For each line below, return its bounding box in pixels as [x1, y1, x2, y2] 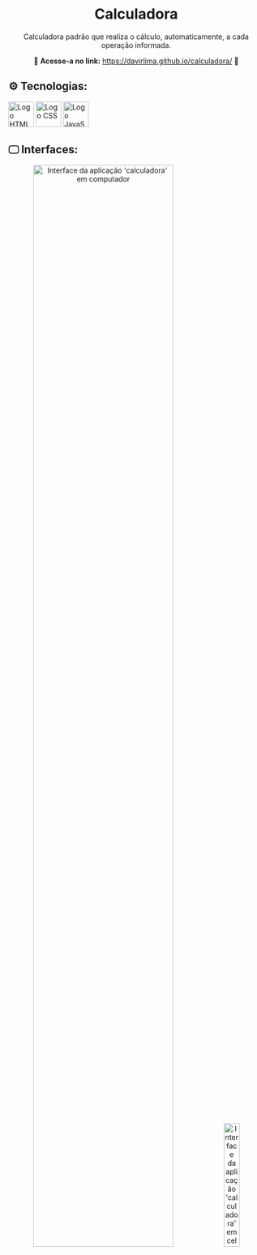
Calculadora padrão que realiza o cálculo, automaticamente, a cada [23, 32, 250, 41]
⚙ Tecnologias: [8, 79, 88, 93]
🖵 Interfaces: [8, 143, 79, 156]
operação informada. [101, 40, 172, 49]
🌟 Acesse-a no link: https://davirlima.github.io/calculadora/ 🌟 [33, 56, 239, 66]
